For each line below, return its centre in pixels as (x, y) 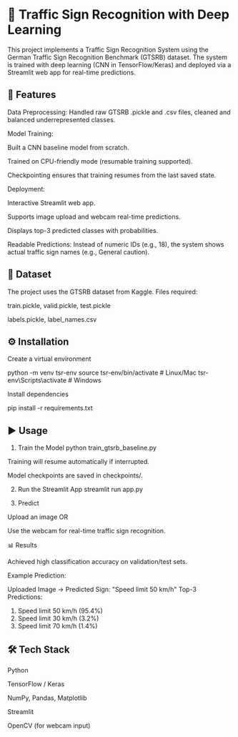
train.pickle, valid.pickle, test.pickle (59, 305)
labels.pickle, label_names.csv (52, 319)
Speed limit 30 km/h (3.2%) (58, 618)
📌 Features (32, 95)
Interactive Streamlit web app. (51, 202)
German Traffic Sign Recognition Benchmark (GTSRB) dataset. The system (117, 57)
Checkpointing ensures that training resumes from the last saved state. (112, 175)
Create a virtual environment (49, 359)
